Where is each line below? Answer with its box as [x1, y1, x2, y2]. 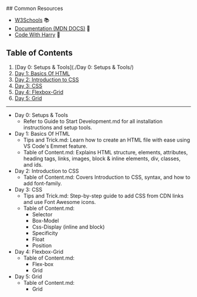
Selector [32, 210, 53, 217]
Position [32, 241, 52, 249]
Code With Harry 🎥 [14, 31, 60, 38]
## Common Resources [6, 5, 63, 12]
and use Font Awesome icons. [23, 198, 96, 205]
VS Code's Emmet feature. [23, 142, 88, 150]
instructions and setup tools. [23, 124, 93, 131]
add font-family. [23, 179, 62, 187]
